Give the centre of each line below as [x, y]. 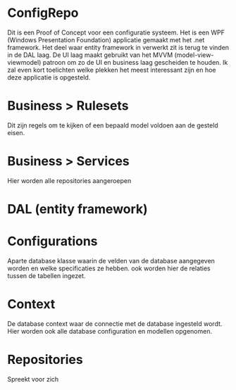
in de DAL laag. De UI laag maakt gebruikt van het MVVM [90, 55]
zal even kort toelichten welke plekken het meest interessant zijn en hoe [112, 70]
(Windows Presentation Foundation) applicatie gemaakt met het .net [106, 39]
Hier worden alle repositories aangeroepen [69, 180]
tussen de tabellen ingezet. [46, 275]
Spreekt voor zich [33, 379]
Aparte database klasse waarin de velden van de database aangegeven [111, 260]
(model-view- [194, 55]
